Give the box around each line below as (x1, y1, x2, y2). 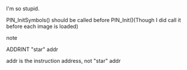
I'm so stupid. (6, 5, 40, 12)
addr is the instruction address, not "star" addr (6, 58, 121, 64)
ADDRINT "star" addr (6, 46, 59, 53)
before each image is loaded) (6, 23, 79, 30)
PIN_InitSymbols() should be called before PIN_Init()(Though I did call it (6, 17, 181, 23)
